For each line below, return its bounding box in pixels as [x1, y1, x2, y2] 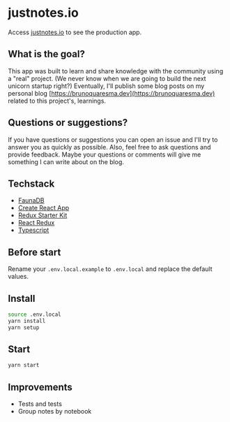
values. [8, 272, 29, 281]
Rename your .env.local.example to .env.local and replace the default [8, 265, 213, 273]
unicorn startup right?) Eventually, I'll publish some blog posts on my [8, 82, 205, 90]
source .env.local [8, 311, 61, 318]
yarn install [8, 317, 46, 324]
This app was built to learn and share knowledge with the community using [8, 66, 224, 75]
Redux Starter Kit [17, 211, 68, 219]
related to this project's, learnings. [8, 96, 107, 105]
